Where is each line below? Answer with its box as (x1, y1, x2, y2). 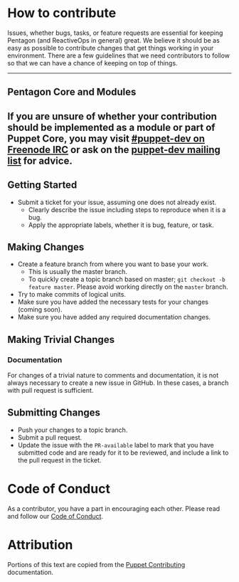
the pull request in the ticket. (17, 455, 102, 464)
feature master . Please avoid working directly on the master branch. (28, 282, 229, 291)
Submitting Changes (7, 407, 101, 419)
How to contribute (7, 5, 117, 21)
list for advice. (7, 154, 73, 166)
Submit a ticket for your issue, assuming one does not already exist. (17, 198, 217, 206)
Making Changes (7, 240, 85, 253)
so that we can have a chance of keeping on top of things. (7, 58, 178, 67)
